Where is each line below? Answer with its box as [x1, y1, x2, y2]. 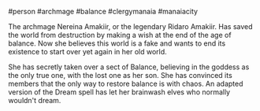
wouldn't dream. [8, 96, 61, 105]
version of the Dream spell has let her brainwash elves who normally [8, 87, 231, 97]
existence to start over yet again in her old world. [8, 47, 167, 56]
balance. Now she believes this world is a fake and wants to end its [8, 39, 226, 48]
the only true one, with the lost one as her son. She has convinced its [8, 71, 232, 80]
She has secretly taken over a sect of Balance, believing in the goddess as [8, 62, 250, 72]
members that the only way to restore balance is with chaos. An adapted [8, 79, 243, 88]
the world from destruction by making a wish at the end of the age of [8, 31, 232, 39]
